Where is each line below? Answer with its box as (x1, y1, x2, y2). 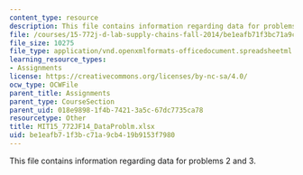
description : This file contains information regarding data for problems (9, 22, 297, 31)
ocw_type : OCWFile (9, 80, 78, 89)
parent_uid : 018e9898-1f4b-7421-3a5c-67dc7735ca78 (9, 106, 204, 115)
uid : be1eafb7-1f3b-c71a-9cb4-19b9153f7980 (9, 131, 176, 140)
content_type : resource (9, 13, 99, 23)
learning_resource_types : (9, 55, 106, 64)
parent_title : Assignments (9, 88, 111, 97)
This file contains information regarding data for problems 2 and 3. (9, 155, 257, 166)
